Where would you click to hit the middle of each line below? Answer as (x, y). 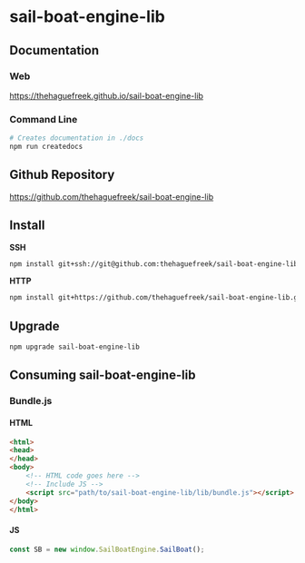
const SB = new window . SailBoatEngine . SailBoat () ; (107, 549)
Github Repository (62, 175)
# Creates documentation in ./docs (77, 138)
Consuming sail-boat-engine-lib (103, 375)
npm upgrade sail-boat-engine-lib (75, 347)
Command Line (44, 119)
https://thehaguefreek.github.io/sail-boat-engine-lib (107, 95)
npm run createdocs (46, 147)
